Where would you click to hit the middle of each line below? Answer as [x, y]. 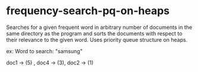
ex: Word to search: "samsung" [45, 51]
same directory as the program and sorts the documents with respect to [94, 33]
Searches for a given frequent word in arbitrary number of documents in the [99, 27]
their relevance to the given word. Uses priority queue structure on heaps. [97, 40]
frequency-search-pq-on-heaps [88, 11]
